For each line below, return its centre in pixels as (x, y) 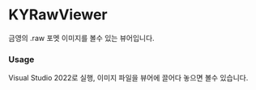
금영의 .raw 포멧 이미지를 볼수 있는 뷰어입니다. (82, 38)
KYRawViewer (58, 15)
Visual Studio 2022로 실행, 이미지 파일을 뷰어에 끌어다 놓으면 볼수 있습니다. (128, 78)
